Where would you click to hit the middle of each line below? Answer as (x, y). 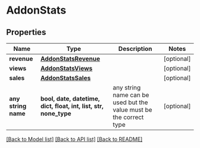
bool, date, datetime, (70, 99)
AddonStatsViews (67, 68)
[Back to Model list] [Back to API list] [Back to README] (74, 139)
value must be (132, 110)
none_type (56, 113)
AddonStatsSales (66, 78)
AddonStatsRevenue (70, 59)
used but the (130, 102)
